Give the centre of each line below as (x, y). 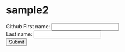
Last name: (19, 34)
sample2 (28, 10)
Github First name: (28, 26)
